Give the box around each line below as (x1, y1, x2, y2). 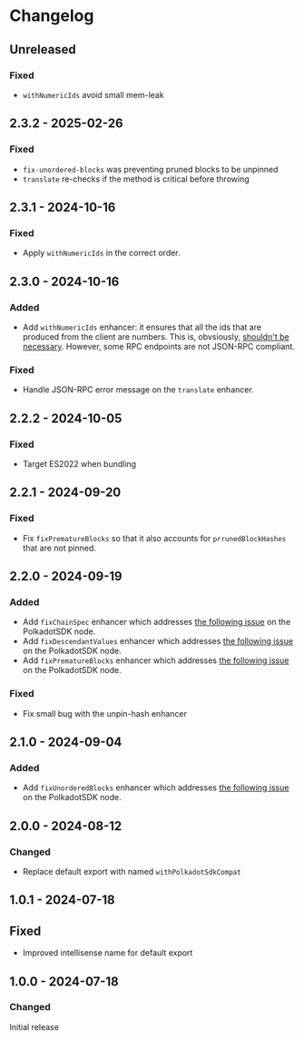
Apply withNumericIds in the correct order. (22, 247, 181, 259)
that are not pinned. (22, 542, 97, 553)
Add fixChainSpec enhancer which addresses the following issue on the (22, 617, 291, 628)
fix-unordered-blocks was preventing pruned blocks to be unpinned (22, 163, 279, 174)
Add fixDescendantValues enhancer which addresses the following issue (22, 636, 293, 647)
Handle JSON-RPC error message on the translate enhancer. (22, 384, 254, 395)
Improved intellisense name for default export (22, 947, 193, 958)
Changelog (9, 5, 94, 26)
